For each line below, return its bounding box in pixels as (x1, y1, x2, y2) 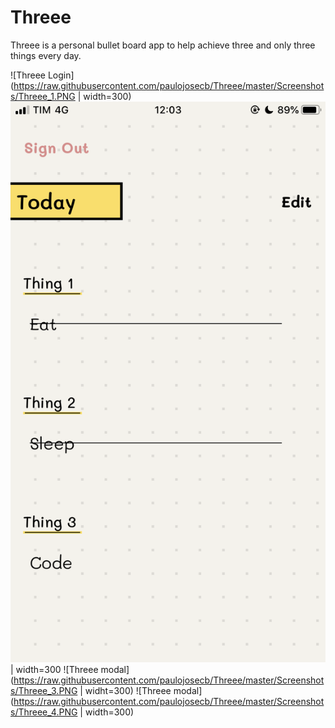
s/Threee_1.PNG (10, 90, 76, 102)
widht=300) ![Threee (84, 685, 172, 697)
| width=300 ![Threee (10, 664, 99, 676)
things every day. (10, 49, 82, 61)
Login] (47, 69, 75, 81)
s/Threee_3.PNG (10, 685, 78, 697)
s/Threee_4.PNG (10, 706, 78, 718)
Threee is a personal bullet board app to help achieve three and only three (10, 39, 316, 51)
